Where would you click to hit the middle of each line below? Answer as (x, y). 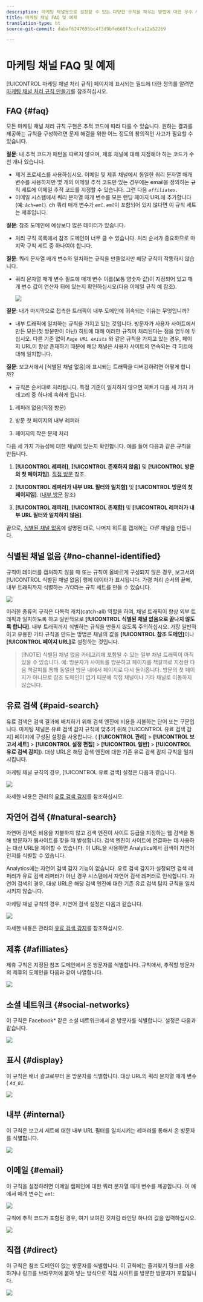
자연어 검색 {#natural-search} (61, 817)
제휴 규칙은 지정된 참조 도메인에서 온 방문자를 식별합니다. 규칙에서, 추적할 (92, 965)
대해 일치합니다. (34, 354)
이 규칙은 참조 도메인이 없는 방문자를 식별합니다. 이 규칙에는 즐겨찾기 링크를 (95, 1266)
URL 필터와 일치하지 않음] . (52, 515)
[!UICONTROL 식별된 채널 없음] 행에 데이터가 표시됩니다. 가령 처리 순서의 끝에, (99, 579)
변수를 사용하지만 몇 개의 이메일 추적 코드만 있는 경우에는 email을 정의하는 (102, 182)
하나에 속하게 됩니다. (62, 395)
